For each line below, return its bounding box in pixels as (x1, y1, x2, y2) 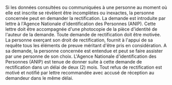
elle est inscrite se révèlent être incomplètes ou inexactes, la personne (5, 10, 155, 16)
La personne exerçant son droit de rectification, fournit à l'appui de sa (5, 37, 153, 43)
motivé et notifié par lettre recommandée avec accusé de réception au (5, 70, 155, 76)
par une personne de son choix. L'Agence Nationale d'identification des (5, 53, 157, 59)
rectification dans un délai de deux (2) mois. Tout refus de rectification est (5, 64, 162, 70)
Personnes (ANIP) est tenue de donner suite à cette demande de (5, 59, 142, 65)
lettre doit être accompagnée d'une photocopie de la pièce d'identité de (5, 26, 158, 32)
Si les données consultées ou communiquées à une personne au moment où (5, 5, 167, 10)
